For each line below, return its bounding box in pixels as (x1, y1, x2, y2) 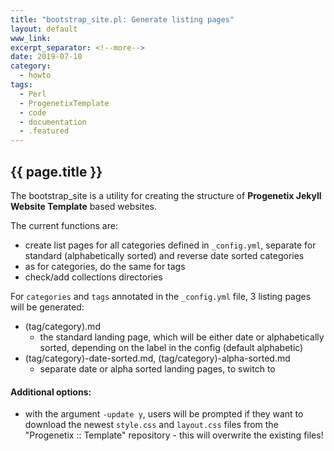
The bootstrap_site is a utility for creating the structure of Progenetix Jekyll (10, 189, 322, 201)
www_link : (10, 33, 52, 43)
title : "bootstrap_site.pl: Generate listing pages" (10, 14, 235, 25)
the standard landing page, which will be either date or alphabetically (39, 331, 325, 343)
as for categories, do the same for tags (24, 260, 186, 272)
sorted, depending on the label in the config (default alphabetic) (39, 341, 304, 353)
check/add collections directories (24, 271, 163, 283)
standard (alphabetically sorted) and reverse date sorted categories (24, 249, 305, 261)
